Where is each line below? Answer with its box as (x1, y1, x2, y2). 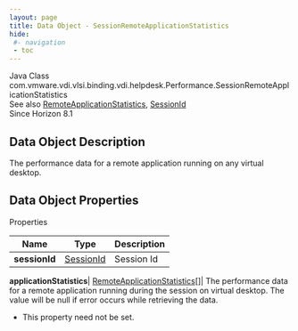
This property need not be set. (21, 311, 135, 322)
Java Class (9, 70, 50, 81)
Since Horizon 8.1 (9, 109, 73, 119)
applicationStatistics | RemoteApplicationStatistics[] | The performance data (9, 275, 288, 286)
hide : (9, 29, 29, 38)
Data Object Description (9, 134, 145, 149)
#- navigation (12, 37, 66, 47)
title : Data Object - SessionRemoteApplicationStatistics (9, 21, 229, 30)
